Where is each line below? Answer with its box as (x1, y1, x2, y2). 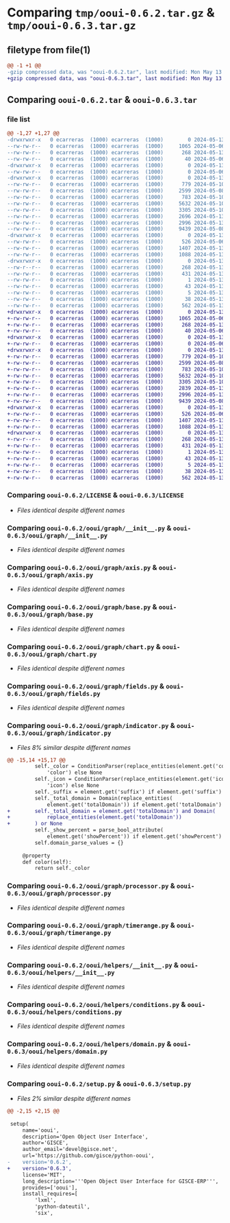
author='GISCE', (22, 1139, 69, 1146)
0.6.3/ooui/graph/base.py (7, 611, 94, 618)
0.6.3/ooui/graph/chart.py (7, 650, 97, 658)
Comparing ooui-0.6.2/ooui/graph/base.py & (7, 602, 157, 611)
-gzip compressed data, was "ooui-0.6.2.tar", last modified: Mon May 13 (7, 69, 222, 75)
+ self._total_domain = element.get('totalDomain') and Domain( (7, 808, 216, 814)
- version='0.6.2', (7, 1159, 72, 1166)
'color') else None (47, 769, 103, 776)
